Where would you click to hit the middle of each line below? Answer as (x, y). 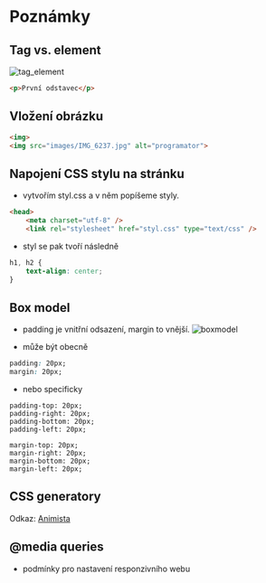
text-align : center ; (64, 271)
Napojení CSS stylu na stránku (97, 174)
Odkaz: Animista (40, 518)
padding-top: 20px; (46, 406)
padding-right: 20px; (50, 414)
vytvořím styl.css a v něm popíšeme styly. (100, 195)
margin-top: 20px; (44, 446)
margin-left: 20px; (46, 469)
